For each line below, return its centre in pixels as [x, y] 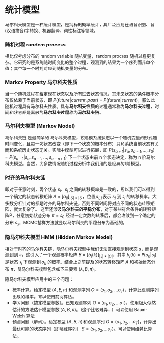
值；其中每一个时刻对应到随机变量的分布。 [48, 69]
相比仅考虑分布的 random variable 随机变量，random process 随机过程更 [78, 56]
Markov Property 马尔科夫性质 [41, 82]
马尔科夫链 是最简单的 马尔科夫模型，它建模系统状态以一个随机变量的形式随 [81, 137]
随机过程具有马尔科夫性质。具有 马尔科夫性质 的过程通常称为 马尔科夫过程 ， [80, 106]
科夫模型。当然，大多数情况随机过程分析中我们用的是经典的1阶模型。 [74, 164]
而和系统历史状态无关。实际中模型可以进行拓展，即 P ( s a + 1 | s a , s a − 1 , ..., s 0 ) [80, 150]
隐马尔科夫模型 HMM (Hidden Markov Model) [59, 237]
